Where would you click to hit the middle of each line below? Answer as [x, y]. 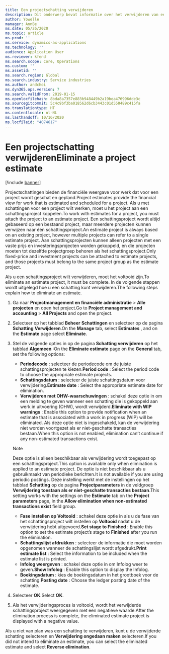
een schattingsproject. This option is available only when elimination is [85, 463]
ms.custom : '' [20, 66]
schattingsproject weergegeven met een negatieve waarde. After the [83, 610]
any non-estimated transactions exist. [59, 439]
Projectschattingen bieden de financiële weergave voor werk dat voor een [82, 192]
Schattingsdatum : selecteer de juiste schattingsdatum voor [82, 380]
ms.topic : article [24, 33]
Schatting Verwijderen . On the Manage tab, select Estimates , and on [85, 328]
